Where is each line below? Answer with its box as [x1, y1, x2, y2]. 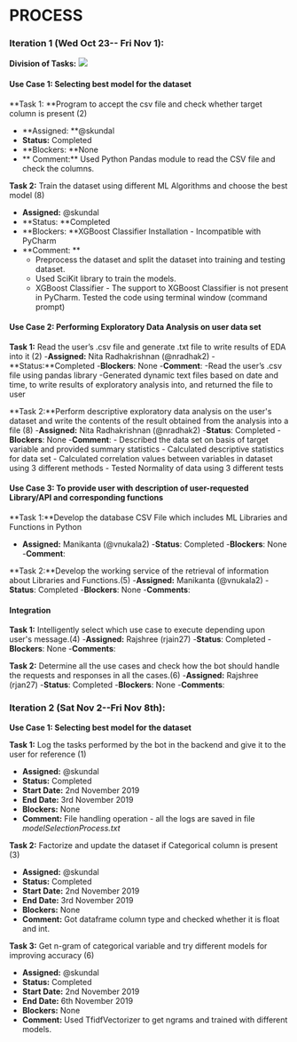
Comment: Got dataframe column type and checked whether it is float [21, 913, 280, 925]
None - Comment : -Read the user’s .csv [137, 360, 282, 371]
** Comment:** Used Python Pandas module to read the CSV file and [21, 153, 276, 164]
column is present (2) [9, 108, 88, 118]
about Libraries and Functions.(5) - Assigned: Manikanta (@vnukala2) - [9, 575, 270, 586]
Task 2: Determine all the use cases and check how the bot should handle [9, 661, 280, 671]
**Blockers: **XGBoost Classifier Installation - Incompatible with [21, 226, 262, 236]
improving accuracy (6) [9, 950, 95, 960]
